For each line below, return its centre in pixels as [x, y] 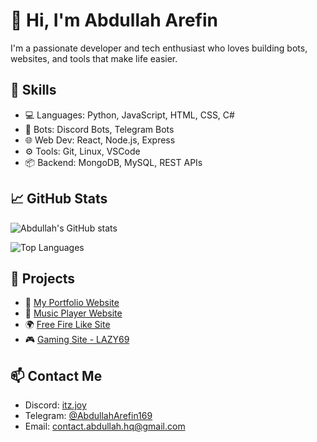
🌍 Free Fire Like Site [67, 325]
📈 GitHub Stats [59, 199]
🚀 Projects [43, 278]
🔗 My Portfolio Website [72, 303]
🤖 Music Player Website [73, 313]
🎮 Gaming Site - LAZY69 [77, 340]
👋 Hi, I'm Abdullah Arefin [114, 20]
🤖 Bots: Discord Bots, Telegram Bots [99, 129]
